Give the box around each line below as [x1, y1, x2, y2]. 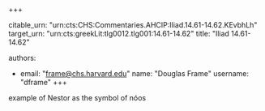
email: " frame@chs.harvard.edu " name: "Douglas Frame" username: [19, 69, 250, 78]
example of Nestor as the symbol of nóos [8, 93, 147, 102]
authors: [8, 53, 36, 62]
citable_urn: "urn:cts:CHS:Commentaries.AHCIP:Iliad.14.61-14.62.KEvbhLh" [8, 20, 258, 29]
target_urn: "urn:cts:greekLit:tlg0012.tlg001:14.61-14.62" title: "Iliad [8, 29, 229, 38]
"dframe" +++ [19, 78, 67, 87]
